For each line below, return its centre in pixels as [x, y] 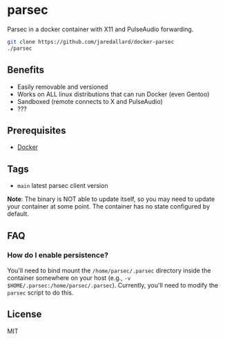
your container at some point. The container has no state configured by [109, 207]
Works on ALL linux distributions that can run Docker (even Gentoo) [113, 94]
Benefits [26, 70]
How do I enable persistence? [58, 255]
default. [18, 214]
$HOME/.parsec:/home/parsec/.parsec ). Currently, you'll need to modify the [113, 285]
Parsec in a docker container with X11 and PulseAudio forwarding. [100, 29]
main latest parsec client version [62, 186]
